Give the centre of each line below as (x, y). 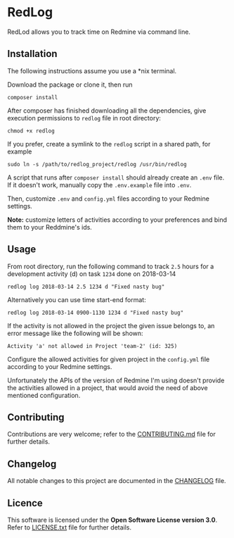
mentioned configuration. (44, 395)
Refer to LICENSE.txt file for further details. (70, 527)
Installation (32, 54)
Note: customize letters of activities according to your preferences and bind (117, 220)
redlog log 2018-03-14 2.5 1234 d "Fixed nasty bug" (86, 287)
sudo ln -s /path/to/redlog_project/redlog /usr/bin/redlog (97, 164)
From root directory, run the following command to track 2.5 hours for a (111, 266)
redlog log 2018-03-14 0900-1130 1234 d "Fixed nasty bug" (96, 313)
